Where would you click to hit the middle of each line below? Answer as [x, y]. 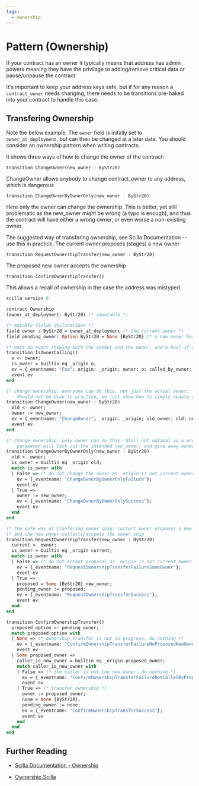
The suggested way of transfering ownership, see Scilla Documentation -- [97, 238]
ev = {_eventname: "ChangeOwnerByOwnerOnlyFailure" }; [84, 479]
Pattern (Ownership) [57, 47]
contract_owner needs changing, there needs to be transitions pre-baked [95, 93]
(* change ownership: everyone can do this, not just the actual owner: [98, 391]
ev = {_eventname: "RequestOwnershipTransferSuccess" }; [87, 595]
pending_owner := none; [51, 705]
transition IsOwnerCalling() [42, 353]
